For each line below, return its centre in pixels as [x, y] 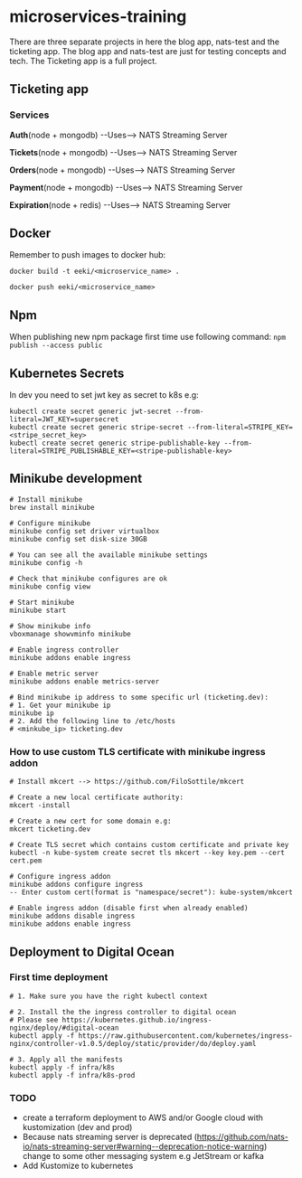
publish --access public [56, 345]
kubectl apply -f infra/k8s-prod [72, 1075]
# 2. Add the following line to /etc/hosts [93, 721]
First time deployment [59, 977]
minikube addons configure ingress [76, 885]
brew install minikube [52, 507]
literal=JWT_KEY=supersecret [64, 419]
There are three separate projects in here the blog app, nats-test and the [145, 42]
